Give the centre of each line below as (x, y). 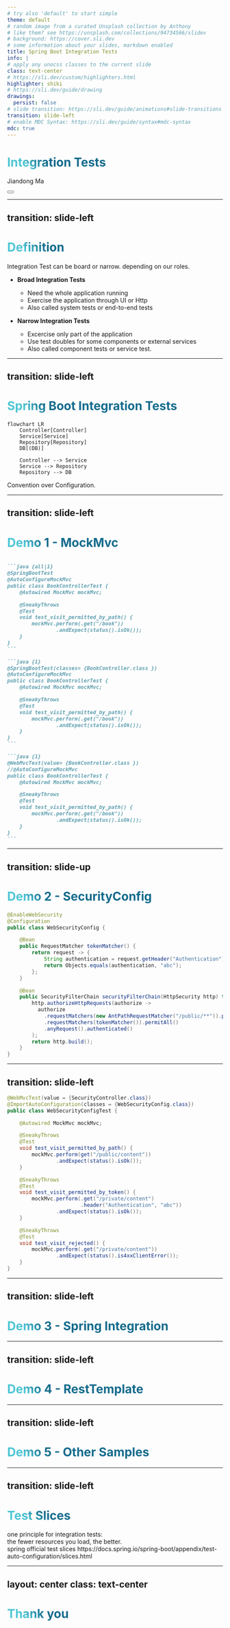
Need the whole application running (78, 293)
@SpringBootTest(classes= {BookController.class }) (82, 668)
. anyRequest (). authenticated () (88, 1029)
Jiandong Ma (26, 181)
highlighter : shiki (35, 84)
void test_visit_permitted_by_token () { (78, 1192)
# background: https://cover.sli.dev (61, 39)
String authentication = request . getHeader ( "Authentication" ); (136, 959)
